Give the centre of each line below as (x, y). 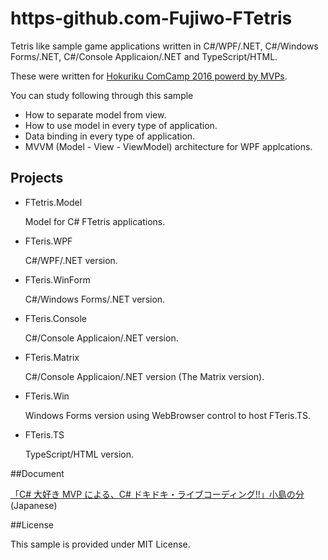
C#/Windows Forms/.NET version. (95, 299)
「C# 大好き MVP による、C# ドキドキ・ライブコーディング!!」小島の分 (157, 494)
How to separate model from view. (95, 114)
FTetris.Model (53, 202)
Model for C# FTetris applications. (95, 221)
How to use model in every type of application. (121, 125)
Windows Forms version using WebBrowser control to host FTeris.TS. (168, 415)
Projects (37, 178)
